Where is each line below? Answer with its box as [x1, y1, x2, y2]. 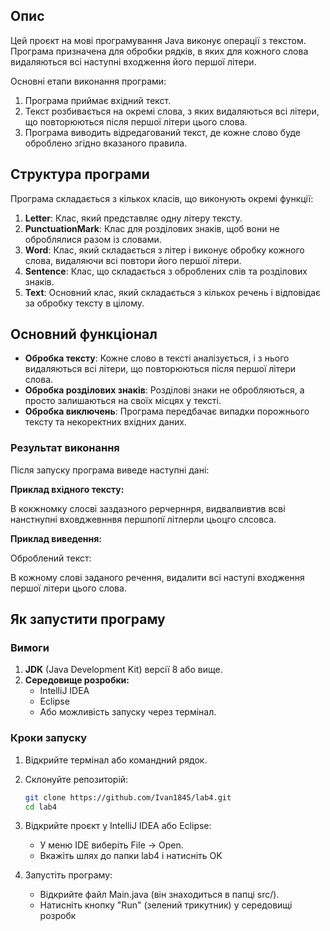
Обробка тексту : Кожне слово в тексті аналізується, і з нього [24, 352, 290, 364]
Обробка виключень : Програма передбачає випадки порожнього [24, 405, 310, 418]
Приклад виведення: [10, 532, 102, 544]
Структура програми [10, 166, 150, 183]
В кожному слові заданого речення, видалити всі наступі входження [10, 571, 305, 583]
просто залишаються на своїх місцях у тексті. [24, 395, 222, 407]
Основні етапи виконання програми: [10, 75, 167, 87]
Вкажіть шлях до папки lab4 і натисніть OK [39, 850, 223, 862]
